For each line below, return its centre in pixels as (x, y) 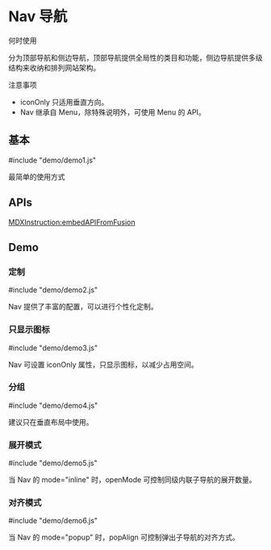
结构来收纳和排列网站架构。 (54, 67)
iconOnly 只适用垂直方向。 (64, 102)
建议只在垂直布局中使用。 (51, 422)
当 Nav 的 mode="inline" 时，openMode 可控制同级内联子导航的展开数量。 (132, 480)
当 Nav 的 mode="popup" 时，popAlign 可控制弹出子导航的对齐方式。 (124, 537)
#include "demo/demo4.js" (53, 405)
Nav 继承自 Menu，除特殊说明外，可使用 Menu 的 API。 (113, 112)
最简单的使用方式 (37, 176)
